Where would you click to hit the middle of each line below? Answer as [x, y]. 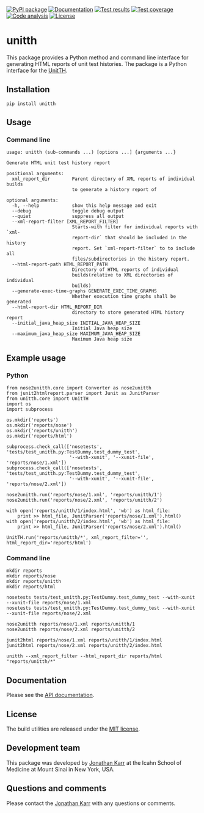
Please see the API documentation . [50, 695]
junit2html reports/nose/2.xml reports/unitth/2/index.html [85, 646]
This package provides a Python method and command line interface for [97, 57]
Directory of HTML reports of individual [125, 270]
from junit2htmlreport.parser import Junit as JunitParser [83, 394]
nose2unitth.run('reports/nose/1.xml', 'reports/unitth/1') [85, 495]
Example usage [36, 358]
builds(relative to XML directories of [122, 275]
